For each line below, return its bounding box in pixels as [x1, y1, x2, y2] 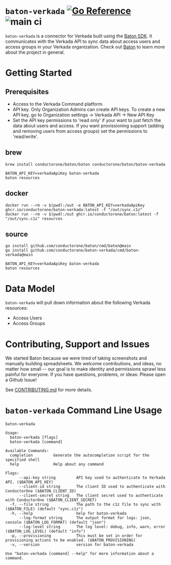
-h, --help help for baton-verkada [10, 511, 127, 516]
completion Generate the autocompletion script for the [10, 453, 150, 458]
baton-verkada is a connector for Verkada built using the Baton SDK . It [5, 33, 152, 39]
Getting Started [5, 67, 72, 79]
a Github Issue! [5, 377, 37, 383]
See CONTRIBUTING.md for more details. [5, 387, 93, 393]
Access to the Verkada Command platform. [12, 101, 104, 107]
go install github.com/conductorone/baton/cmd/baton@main [5, 243, 131, 249]
